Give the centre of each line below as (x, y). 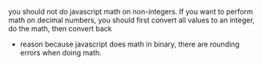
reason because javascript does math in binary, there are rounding (130, 44)
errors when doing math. (60, 53)
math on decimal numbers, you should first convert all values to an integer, (131, 20)
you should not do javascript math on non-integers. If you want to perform (131, 12)
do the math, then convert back (60, 28)
